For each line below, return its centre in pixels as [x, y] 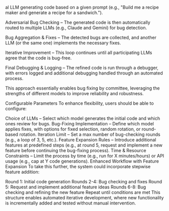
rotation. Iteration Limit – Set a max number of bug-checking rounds [90, 134]
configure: [16, 109]
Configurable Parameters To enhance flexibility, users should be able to [79, 103]
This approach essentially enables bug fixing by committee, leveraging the [82, 88]
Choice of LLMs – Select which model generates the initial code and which [83, 118]
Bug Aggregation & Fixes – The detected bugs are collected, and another [81, 38]
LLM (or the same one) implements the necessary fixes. [63, 43]
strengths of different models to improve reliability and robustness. [74, 93]
